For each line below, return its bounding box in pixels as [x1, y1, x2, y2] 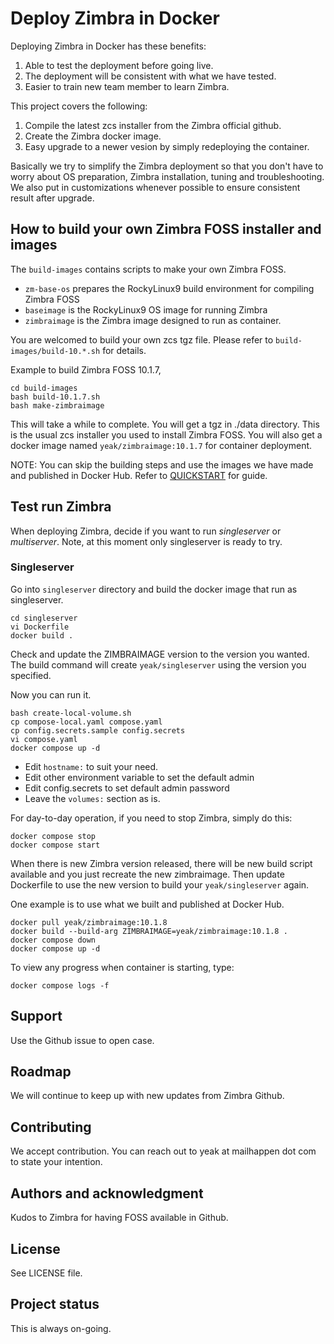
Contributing [10, 1118, 92, 1136]
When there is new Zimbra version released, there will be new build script [10, 857, 313, 869]
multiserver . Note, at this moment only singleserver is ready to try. [10, 535, 283, 547]
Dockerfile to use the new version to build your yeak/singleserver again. [10, 878, 310, 891]
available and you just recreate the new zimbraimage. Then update [10, 868, 285, 880]
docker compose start [10, 840, 101, 850]
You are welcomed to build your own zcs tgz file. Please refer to [10, 333, 274, 346]
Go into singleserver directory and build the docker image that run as [10, 583, 298, 595]
